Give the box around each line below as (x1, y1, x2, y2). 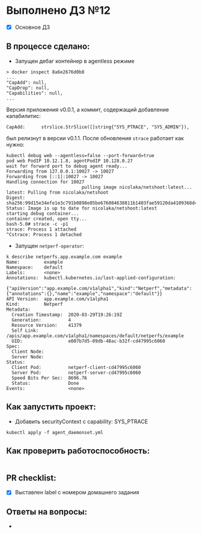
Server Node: (11, 353, 44, 360)
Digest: (6, 194, 26, 200)
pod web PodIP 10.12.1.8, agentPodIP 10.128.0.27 (6, 158, 133, 164)
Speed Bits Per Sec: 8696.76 (11, 374, 87, 381)
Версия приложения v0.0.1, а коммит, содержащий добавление (6, 106, 170, 113)
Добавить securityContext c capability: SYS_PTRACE (14, 418, 148, 425)
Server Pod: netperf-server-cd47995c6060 (11, 370, 141, 376)
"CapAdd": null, (6, 79, 47, 85)
